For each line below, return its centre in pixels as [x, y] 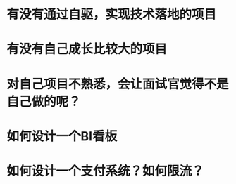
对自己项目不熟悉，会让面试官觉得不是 [118, 84]
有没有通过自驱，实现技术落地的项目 [112, 14]
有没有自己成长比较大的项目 [87, 49]
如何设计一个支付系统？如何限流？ [106, 171]
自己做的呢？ [44, 101]
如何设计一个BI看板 [62, 136]
